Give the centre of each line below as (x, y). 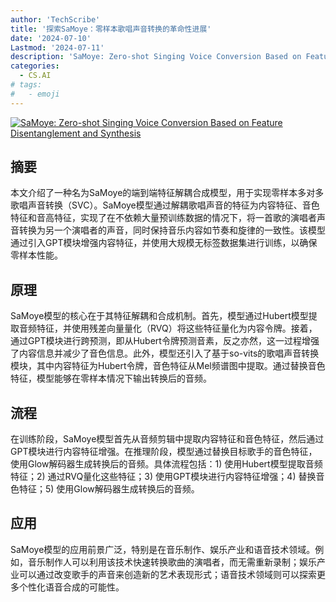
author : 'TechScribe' (55, 19)
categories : (35, 66)
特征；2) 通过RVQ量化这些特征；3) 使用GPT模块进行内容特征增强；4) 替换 (163, 477)
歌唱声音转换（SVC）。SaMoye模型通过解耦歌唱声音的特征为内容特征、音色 (165, 205)
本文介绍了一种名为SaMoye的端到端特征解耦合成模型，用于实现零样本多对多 (167, 193)
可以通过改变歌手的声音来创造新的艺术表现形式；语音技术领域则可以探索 (167, 574)
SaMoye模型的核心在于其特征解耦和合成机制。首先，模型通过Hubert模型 (159, 316)
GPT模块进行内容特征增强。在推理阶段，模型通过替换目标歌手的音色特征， (164, 452)
